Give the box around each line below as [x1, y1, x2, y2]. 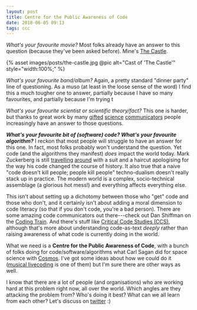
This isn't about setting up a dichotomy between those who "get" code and [6, 193, 189, 200]
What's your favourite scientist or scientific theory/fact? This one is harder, [6, 107, 189, 114]
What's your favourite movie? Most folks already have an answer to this [6, 41, 180, 49]
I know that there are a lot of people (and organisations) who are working [6, 279, 184, 286]
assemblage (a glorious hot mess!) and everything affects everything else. [6, 182, 187, 189]
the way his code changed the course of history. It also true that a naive [6, 163, 181, 170]
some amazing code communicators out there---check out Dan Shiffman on [6, 212, 192, 219]
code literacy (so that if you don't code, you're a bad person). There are [6, 205, 181, 213]
